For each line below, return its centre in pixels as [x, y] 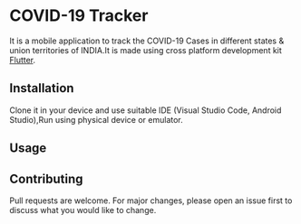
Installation [42, 88]
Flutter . [23, 60]
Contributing [46, 178]
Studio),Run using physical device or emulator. [96, 119]
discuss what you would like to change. [83, 210]
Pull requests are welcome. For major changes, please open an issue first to [151, 201]
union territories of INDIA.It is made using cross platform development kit [146, 50]
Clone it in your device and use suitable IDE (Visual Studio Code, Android [146, 110]
